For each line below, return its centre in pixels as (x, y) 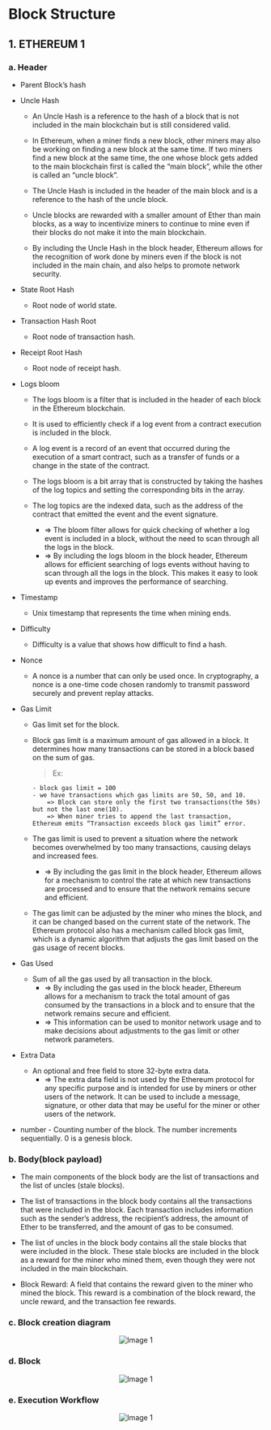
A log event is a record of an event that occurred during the (131, 448)
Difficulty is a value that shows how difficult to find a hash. (129, 644)
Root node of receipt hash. (76, 368)
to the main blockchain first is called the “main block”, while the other (147, 166)
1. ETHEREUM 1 (47, 44)
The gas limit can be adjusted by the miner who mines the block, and (147, 913)
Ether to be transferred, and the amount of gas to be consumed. (127, 1227)
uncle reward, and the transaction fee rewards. (98, 1302)
